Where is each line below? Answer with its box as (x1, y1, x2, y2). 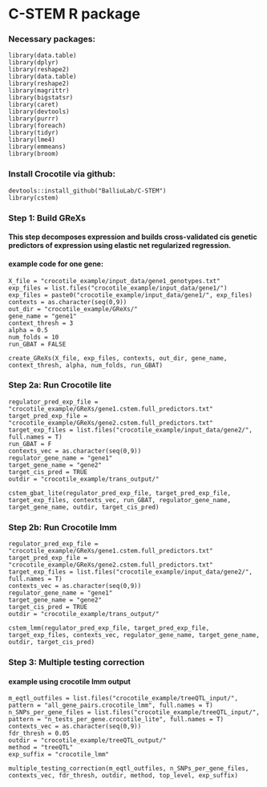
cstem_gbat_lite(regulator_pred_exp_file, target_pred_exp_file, (8, 489, 231, 497)
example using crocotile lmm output (8, 676, 131, 686)
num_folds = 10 (8, 333, 59, 341)
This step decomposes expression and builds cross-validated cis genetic (8, 232, 258, 241)
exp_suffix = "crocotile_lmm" (8, 751, 110, 759)
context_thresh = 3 (8, 318, 74, 327)
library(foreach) (8, 122, 67, 130)
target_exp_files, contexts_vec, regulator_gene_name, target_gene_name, (8, 631, 261, 639)
